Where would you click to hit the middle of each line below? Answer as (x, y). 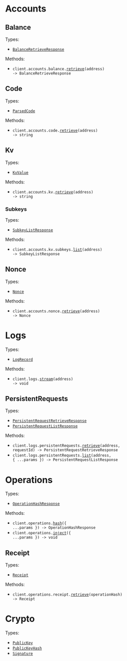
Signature (23, 654)
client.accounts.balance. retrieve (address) (58, 69)
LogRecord (23, 359)
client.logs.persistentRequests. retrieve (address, (66, 446)
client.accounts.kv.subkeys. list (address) (57, 249)
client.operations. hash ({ (39, 523)
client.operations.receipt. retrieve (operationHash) (67, 595)
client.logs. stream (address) (43, 379)
